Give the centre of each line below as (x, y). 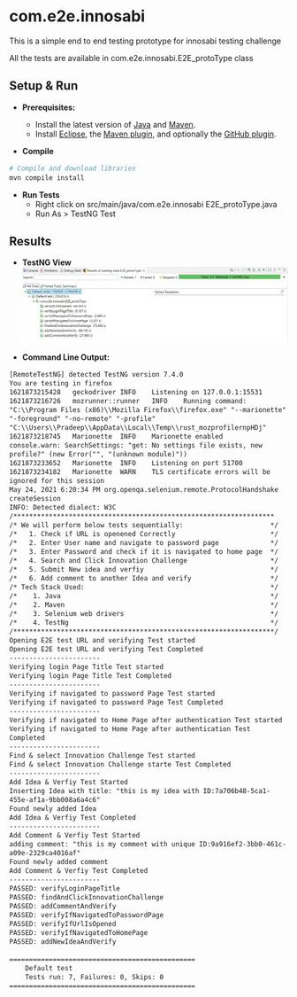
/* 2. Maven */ (144, 604)
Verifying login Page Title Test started (87, 666)
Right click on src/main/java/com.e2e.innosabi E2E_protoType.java (156, 204)
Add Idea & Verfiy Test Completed (73, 817)
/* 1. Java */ (144, 596)
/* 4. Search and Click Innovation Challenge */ (144, 560)
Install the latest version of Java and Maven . (115, 124)
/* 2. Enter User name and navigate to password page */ (144, 542)
